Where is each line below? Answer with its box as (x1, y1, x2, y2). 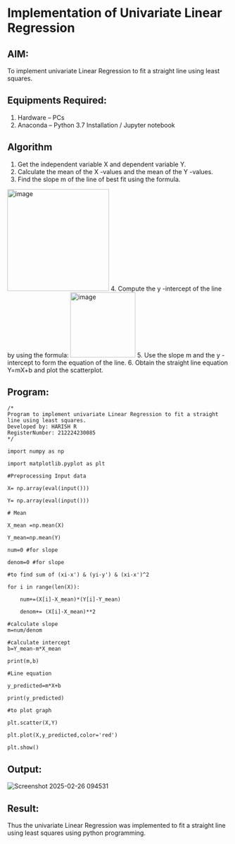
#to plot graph (7, 707, 52, 714)
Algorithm (7, 141, 53, 153)
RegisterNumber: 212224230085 (7, 429, 96, 436)
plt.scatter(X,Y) (7, 719, 58, 727)
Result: (7, 802, 39, 814)
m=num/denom (7, 627, 42, 634)
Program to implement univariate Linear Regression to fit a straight (7, 411, 219, 418)
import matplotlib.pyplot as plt (7, 460, 106, 467)
